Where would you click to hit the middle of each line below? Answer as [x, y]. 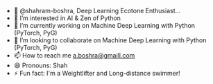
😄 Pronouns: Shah [41, 65]
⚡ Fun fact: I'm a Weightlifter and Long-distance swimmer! [97, 73]
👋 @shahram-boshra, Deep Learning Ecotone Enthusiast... [97, 11]
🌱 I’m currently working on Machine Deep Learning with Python [104, 25]
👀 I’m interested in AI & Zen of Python [67, 18]
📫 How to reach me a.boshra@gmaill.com [74, 55]
